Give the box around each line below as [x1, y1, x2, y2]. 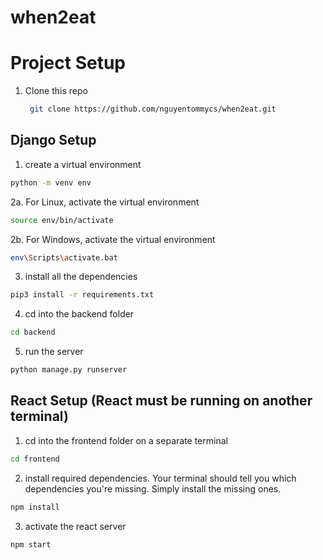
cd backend [10, 327, 56, 338]
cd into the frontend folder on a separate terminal [24, 434, 228, 446]
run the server [24, 346, 84, 358]
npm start [10, 539, 52, 550]
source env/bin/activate [10, 215, 114, 225]
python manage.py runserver [10, 365, 128, 375]
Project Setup [10, 52, 127, 75]
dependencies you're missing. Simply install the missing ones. [24, 482, 282, 495]
